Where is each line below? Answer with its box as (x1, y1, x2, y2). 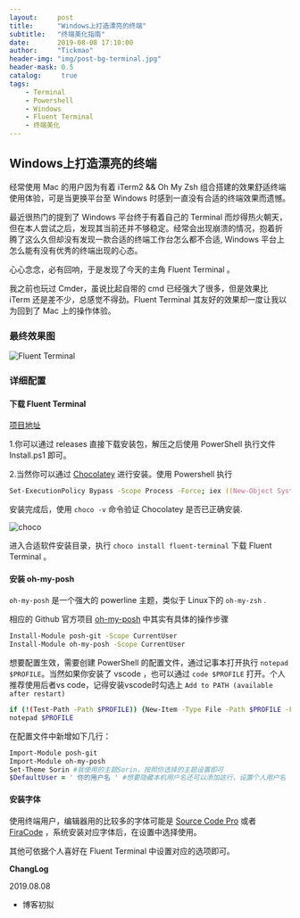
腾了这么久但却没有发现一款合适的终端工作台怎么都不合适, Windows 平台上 (9, 234, 285, 244)
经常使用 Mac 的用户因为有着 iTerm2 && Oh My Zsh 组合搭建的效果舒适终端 (9, 181, 287, 192)
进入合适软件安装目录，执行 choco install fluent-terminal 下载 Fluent (9, 541, 272, 551)
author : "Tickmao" (9, 46, 94, 55)
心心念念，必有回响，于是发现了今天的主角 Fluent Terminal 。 (9, 264, 235, 275)
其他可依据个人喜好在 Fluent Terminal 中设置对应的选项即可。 (9, 845, 235, 856)
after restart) (9, 690, 66, 699)
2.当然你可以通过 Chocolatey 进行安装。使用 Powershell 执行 (9, 469, 233, 480)
